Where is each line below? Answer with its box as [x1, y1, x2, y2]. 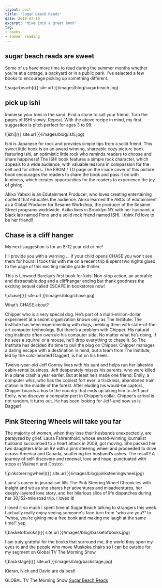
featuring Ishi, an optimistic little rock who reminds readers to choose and [5, 151, 152, 157]
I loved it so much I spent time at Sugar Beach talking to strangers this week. [5, 505, 158, 510]
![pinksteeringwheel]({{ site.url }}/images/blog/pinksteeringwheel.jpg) [5, 471, 144, 477]
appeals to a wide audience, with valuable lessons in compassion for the [5, 161, 149, 167]
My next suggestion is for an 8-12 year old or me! [5, 244, 103, 250]
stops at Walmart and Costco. [5, 461, 64, 467]
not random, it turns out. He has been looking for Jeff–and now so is [5, 398, 141, 404]
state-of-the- [131, 322, 158, 328]
